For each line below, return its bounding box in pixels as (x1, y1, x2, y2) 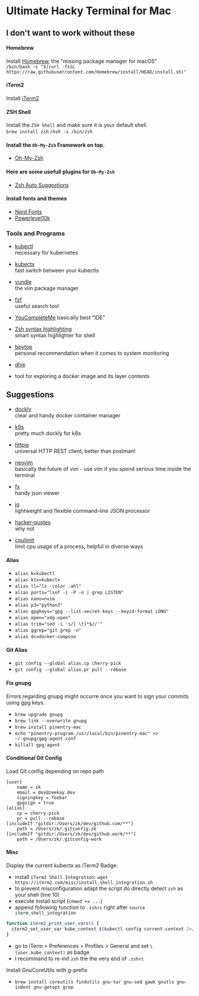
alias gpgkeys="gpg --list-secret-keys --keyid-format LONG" (14, 608, 169, 615)
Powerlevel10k (14, 214, 50, 221)
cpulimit (14, 536, 34, 544)
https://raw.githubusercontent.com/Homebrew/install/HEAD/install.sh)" (6, 69, 187, 75)
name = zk (17, 784, 41, 790)
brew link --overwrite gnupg (14, 718, 87, 724)
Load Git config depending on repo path (6, 767, 104, 775)
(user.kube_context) (14, 950, 66, 956)
